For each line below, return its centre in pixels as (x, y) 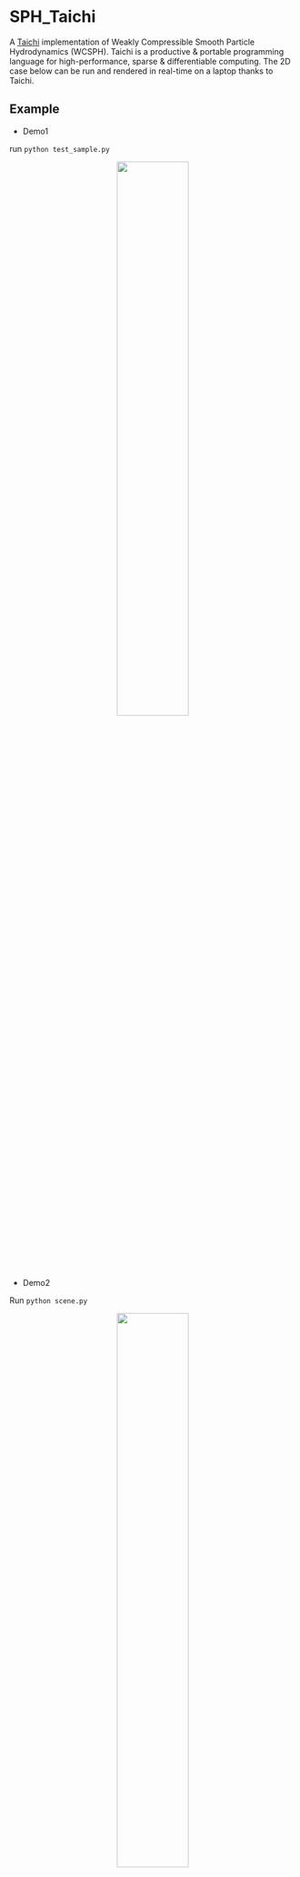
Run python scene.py (49, 1300)
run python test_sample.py (60, 148)
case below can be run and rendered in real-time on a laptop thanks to (141, 71)
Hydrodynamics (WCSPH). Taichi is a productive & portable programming (147, 51)
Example (35, 110)
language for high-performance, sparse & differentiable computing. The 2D (150, 61)
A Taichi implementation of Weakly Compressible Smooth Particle (132, 42)
